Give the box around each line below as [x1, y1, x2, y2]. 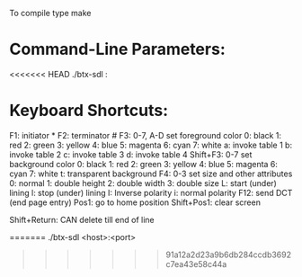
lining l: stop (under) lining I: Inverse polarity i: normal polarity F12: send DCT [9, 187, 293, 198]
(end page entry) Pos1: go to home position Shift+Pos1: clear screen [9, 197, 261, 208]
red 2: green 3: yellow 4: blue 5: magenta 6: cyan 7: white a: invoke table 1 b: [9, 139, 293, 150]
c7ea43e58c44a [165, 258, 227, 269]
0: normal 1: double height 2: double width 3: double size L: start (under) [9, 177, 277, 188]
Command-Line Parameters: [9, 40, 226, 59]
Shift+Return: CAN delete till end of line [9, 214, 155, 225]
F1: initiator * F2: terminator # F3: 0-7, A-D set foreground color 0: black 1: [9, 130, 281, 140]
